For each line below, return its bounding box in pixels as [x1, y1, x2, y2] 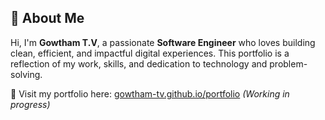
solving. [10, 68, 43, 80]
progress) [10, 98, 51, 110]
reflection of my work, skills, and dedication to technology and [10, 57, 268, 70]
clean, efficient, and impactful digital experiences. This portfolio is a [10, 47, 290, 59]
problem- [269, 57, 308, 70]
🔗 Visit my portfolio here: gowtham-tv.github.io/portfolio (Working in [10, 87, 290, 100]
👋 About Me [10, 10, 85, 27]
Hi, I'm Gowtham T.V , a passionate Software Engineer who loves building [10, 36, 316, 48]
